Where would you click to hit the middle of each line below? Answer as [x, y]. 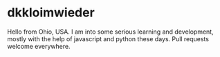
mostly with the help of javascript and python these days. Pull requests [108, 38]
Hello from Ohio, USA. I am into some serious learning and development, [110, 32]
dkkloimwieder [51, 13]
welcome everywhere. [39, 46]
